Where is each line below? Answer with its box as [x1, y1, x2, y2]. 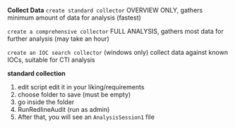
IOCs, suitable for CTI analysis [7, 56, 95, 64]
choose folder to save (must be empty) [17, 91, 131, 98]
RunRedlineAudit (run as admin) [17, 105, 110, 113]
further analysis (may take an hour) [7, 34, 109, 43]
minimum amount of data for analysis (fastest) [7, 13, 141, 22]
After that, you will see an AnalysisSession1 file [17, 113, 155, 121]
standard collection [7, 70, 66, 77]
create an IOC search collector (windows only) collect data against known [7, 49, 228, 56]
